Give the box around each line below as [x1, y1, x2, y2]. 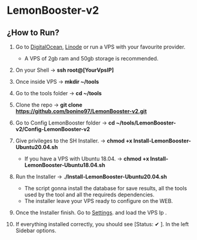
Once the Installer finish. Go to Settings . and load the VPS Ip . [15, 209, 167, 216]
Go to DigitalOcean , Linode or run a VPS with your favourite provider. [15, 43, 186, 50]
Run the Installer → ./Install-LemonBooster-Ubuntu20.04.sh [15, 173, 167, 180]
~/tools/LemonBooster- [116, 119, 176, 126]
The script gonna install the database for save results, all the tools [24, 185, 187, 192]
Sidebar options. [15, 227, 56, 234]
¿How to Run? [7, 28, 59, 38]
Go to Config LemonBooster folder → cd [15, 119, 116, 126]
